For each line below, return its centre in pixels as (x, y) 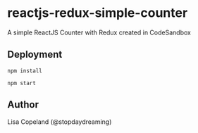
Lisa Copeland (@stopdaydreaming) (60, 122)
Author (23, 104)
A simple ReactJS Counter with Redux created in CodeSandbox (99, 32)
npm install (25, 71)
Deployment (35, 55)
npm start (22, 83)
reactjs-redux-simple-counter (98, 13)
